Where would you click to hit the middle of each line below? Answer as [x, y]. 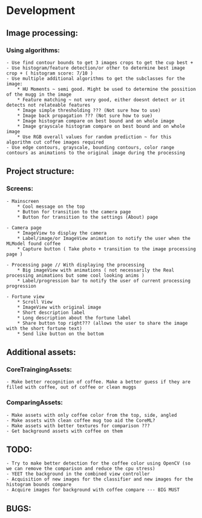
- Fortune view [25, 297]
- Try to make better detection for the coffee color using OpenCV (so [98, 463]
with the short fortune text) [44, 328]
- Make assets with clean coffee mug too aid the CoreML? [81, 420]
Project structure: [40, 171]
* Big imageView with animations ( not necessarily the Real [96, 270]
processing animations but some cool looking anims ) [76, 275]
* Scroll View [35, 302]
